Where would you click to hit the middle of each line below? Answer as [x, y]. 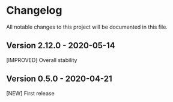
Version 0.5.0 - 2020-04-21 [59, 79]
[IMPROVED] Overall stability [42, 60]
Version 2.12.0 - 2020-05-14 [61, 46]
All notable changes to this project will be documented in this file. [87, 27]
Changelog [34, 10]
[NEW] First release [31, 93]
